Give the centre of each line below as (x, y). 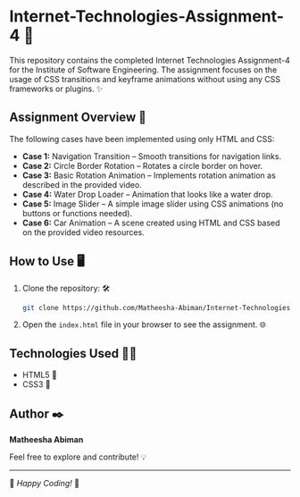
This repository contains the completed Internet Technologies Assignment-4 (150, 60)
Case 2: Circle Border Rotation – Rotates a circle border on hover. (142, 165)
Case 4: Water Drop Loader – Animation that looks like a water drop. (148, 194)
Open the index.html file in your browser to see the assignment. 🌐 (144, 324)
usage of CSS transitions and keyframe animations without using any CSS (145, 79)
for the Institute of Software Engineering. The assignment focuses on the (143, 70)
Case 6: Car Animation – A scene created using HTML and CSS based (151, 223)
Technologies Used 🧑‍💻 (73, 354)
